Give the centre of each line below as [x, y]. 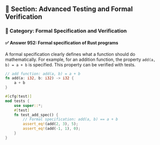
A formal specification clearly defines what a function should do [70, 54]
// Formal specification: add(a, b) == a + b [71, 119]
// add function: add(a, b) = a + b [43, 74]
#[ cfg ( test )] [19, 97]
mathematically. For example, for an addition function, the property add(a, [80, 59]
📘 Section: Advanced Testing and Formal [69, 9]
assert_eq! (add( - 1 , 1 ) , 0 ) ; [52, 129]
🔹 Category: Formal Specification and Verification [66, 31]
